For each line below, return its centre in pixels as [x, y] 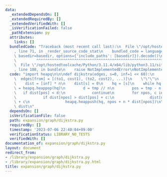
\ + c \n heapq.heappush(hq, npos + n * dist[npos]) [85, 102]
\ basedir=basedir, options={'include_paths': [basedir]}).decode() [86, 56]
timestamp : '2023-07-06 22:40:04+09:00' [52, 129]
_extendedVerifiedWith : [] [38, 24]
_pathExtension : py [30, 33]
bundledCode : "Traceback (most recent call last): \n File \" [75, 47]
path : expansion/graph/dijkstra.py [46, 120]
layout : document [23, 148]
